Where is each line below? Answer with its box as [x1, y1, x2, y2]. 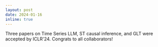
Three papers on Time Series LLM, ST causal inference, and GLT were [5, 31, 153, 37]
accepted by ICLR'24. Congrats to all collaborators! [5, 36, 114, 42]
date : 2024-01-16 [5, 12, 42, 17]
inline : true [5, 17, 33, 22]
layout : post [5, 7, 33, 13]
